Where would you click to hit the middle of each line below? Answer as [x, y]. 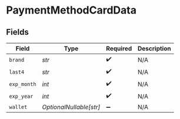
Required [119, 49]
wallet [18, 107]
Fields [18, 32]
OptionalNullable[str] [71, 107]
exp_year [21, 96]
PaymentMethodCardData [71, 10]
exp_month [23, 84]
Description [154, 49]
